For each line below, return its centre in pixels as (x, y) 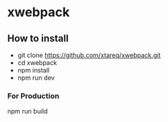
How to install (38, 38)
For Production (34, 96)
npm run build (28, 111)
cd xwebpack (37, 63)
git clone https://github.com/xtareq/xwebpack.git (89, 55)
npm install (34, 70)
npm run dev (36, 78)
